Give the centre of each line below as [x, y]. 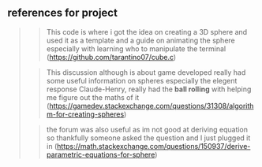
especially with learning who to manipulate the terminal [136, 48]
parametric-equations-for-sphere [101, 154]
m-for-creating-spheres [85, 114]
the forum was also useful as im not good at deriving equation [147, 129]
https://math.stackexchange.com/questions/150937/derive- [154, 146]
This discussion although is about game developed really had [146, 72]
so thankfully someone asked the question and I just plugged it [148, 138]
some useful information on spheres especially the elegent [142, 80]
